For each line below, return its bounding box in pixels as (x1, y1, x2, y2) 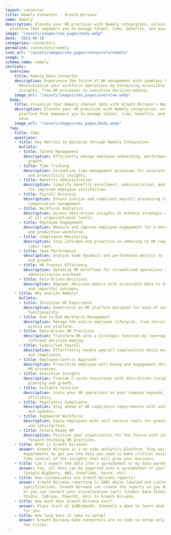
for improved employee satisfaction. (27, 187, 108, 192)
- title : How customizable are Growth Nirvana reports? (14, 475, 136, 480)
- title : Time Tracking (18, 163, 70, 168)
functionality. (27, 309, 60, 315)
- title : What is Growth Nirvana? (14, 442, 88, 447)
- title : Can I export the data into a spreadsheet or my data (14, 461, 152, 466)
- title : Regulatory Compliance (18, 399, 88, 404)
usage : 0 (5, 54, 24, 60)
